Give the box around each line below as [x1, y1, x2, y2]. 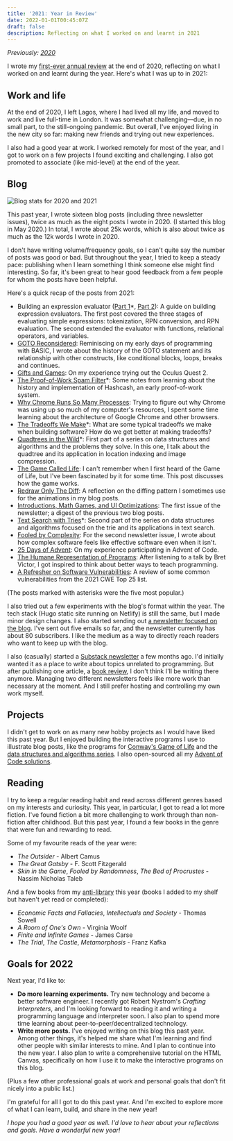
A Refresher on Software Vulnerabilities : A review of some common [17, 567, 210, 576]
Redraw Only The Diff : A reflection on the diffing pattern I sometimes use [17, 487, 226, 495]
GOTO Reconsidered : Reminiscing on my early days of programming [17, 339, 213, 347]
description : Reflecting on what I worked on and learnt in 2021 [7, 29, 200, 37]
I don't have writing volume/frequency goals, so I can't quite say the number [7, 246, 225, 254]
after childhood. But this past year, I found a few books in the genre [26, 818, 219, 826]
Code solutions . [7, 757, 52, 766]
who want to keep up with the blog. [7, 639, 108, 647]
